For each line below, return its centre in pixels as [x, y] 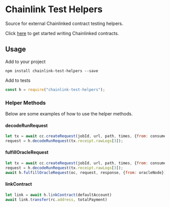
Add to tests [18, 80]
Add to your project [26, 62]
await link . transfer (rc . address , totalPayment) [56, 199]
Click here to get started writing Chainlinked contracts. [62, 33]
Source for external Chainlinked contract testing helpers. [64, 23]
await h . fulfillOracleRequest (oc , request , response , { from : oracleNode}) [86, 172]
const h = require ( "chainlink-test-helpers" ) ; [55, 90]
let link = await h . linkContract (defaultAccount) [59, 195]
